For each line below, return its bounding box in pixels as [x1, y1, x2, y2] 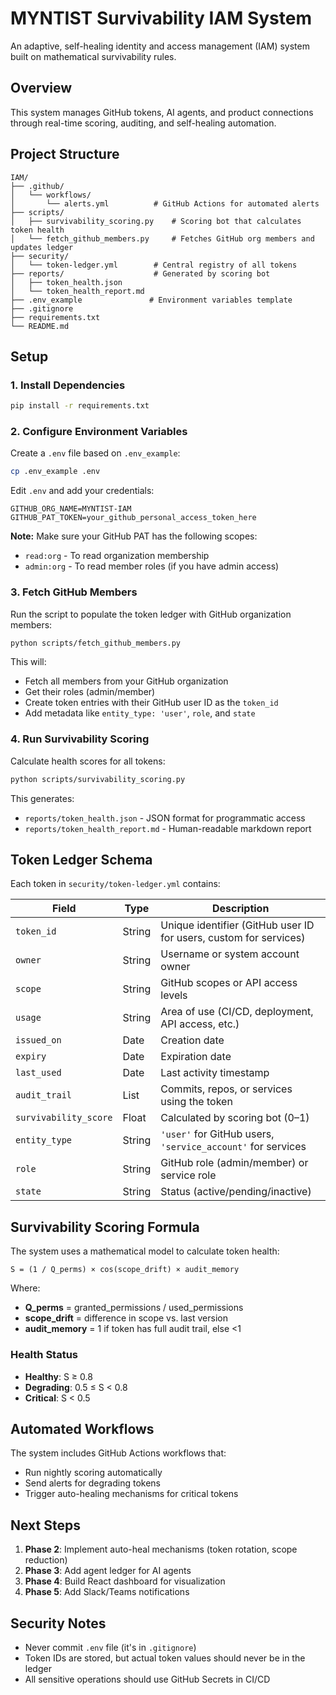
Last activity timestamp [160, 1066, 270, 1080]
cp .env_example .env [10, 467, 101, 477]
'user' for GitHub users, [160, 1127, 275, 1141]
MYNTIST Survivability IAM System [10, 7, 312, 30]
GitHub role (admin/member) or [160, 1156, 309, 1170]
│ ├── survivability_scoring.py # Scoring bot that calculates [10, 216, 302, 226]
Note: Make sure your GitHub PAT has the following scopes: [10, 530, 258, 542]
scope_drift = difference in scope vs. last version [24, 1312, 228, 1324]
